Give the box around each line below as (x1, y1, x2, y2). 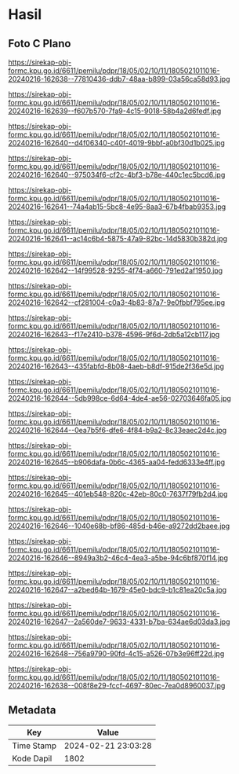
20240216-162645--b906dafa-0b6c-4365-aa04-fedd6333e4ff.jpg (8, 457, 226, 467)
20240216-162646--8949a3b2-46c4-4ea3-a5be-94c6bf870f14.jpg (8, 553, 229, 563)
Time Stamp (12, 740, 57, 751)
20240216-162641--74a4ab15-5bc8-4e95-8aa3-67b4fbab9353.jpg (8, 202, 226, 211)
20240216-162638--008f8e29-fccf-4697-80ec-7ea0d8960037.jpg (8, 681, 226, 690)
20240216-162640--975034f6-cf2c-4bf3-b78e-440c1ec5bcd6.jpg (8, 171, 226, 179)
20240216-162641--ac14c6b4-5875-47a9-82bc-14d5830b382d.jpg (8, 234, 228, 243)
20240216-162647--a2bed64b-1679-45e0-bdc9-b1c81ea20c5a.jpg (8, 585, 227, 594)
